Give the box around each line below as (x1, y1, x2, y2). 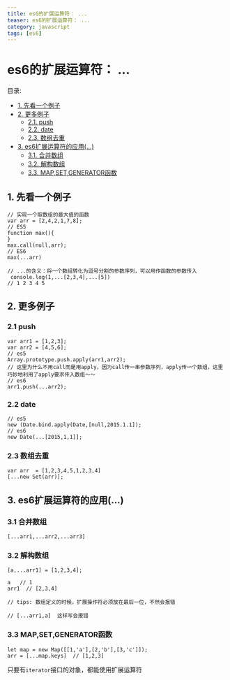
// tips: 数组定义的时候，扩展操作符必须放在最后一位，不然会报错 (7, 599, 176, 606)
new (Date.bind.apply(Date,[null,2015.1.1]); (7, 421, 141, 428)
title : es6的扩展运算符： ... (7, 10, 88, 17)
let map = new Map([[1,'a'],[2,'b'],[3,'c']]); (7, 646, 148, 653)
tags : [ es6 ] (7, 29, 42, 37)
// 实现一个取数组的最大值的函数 (7, 211, 89, 218)
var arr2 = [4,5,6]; (7, 344, 68, 351)
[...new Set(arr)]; (7, 473, 64, 481)
